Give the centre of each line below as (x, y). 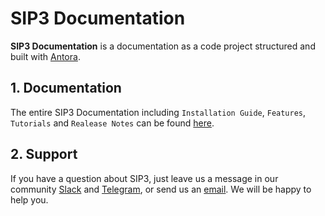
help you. (29, 199)
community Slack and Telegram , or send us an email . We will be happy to (161, 189)
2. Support (44, 154)
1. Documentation (66, 88)
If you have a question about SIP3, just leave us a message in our (144, 178)
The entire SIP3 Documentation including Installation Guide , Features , (158, 112)
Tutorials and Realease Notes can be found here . (112, 123)
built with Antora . (45, 56)
